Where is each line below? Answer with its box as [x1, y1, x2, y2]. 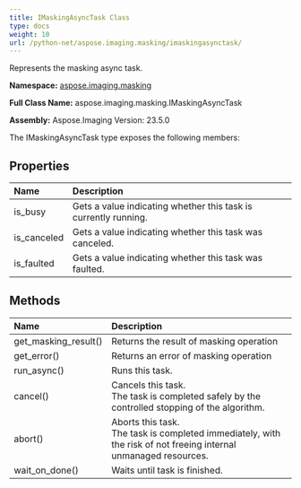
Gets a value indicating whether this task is [72, 200, 253, 213]
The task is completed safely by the [111, 389, 262, 402]
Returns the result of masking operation [111, 335, 279, 347]
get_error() [13, 349, 60, 362]
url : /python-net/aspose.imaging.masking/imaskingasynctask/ [9, 38, 243, 48]
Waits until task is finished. [111, 464, 223, 476]
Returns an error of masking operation [111, 349, 272, 362]
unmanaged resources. [111, 449, 209, 462]
